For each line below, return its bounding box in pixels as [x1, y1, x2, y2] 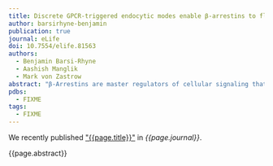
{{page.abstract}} [8, 148, 67, 158]
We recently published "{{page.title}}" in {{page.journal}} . [8, 133, 202, 142]
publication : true [8, 27, 71, 35]
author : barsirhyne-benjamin [8, 20, 107, 28]
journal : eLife [8, 34, 60, 43]
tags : [8, 103, 27, 111]
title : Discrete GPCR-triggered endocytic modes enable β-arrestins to [8, 11, 256, 20]
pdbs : [8, 87, 27, 96]
